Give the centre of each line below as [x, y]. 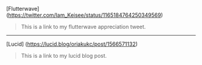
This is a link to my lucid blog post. [64, 56]
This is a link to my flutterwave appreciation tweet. [83, 27]
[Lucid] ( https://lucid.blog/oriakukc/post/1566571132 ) [72, 44]
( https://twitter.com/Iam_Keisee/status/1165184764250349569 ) [85, 15]
